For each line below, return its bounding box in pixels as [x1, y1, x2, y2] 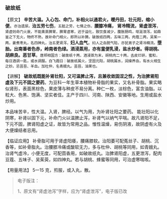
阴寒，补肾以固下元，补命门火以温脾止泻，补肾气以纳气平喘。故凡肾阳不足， [5, 115, 162, 121]
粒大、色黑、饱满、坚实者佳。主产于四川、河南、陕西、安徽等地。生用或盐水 [5, 92, 162, 98]
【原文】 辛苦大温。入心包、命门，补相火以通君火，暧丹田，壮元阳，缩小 [5, 16, 155, 23]
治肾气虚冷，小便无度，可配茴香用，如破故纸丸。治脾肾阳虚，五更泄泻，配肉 [5, 150, 162, 156]
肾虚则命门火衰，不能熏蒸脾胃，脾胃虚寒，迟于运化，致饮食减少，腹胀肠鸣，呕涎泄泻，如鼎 [5, 29, 162, 34]
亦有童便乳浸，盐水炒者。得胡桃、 [91, 46, 162, 52]
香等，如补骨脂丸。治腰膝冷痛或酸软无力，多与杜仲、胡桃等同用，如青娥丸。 [5, 144, 162, 150]
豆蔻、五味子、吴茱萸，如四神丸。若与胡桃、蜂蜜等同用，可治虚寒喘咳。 [5, 157, 153, 163]
